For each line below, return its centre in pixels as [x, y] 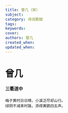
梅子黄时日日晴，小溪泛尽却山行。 [35, 101]
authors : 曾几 [19, 38]
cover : [12, 33]
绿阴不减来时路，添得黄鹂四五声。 [35, 106]
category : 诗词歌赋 [24, 19]
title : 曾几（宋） [23, 10]
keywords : [16, 29]
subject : [14, 15]
